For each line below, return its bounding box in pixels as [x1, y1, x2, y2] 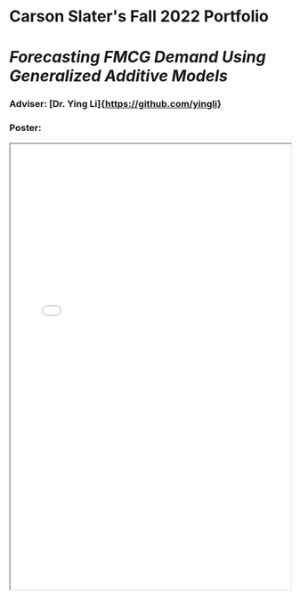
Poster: [9, 122, 42, 135]
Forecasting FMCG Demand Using [9, 47, 266, 68]
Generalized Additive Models [9, 66, 229, 86]
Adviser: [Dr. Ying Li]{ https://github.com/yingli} [9, 98, 223, 111]
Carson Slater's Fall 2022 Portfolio [9, 6, 270, 27]
